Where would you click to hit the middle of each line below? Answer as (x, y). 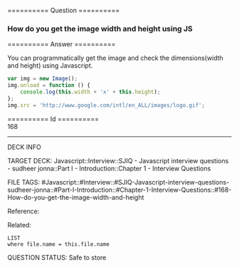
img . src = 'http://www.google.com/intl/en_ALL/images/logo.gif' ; (106, 105)
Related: (20, 225)
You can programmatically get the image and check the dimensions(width (116, 58)
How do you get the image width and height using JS (100, 29)
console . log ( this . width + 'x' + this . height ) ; (90, 92)
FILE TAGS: (24, 182)
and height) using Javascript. (50, 66)
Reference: (23, 211)
